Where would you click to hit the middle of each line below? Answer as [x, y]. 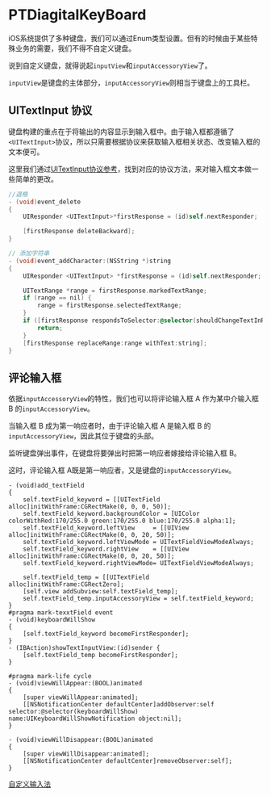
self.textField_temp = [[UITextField [86, 578]
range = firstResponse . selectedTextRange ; [110, 306]
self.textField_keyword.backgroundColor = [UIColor [111, 514]
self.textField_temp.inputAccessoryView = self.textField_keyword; [138, 599]
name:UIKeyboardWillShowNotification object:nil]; [95, 719]
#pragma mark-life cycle [50, 677]
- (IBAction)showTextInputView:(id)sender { [84, 648]
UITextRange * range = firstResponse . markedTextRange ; [115, 291]
